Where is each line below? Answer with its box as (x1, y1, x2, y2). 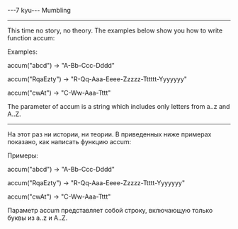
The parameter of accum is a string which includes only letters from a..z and (7, 102, 230, 110)
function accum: (7, 34, 55, 42)
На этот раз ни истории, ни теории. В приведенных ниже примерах (7, 130, 212, 139)
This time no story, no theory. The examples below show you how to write (7, 26, 223, 35)
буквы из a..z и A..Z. (7, 213, 68, 222)
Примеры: (7, 151, 39, 160)
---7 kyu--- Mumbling (7, 6, 71, 14)
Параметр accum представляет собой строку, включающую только (7, 206, 213, 214)
